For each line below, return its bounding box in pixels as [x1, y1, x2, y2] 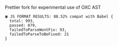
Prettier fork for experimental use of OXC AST [5, 5, 101, 10]
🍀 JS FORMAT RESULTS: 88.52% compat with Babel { [5, 14, 113, 19]
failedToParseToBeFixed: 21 [9, 32, 69, 37]
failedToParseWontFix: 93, [9, 27, 67, 32]
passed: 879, [9, 23, 37, 28]
